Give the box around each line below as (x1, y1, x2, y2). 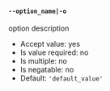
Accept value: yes (19, 39, 81, 49)
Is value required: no (19, 48, 89, 57)
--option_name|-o (8, 7, 67, 15)
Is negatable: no (19, 65, 74, 75)
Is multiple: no (19, 56, 67, 66)
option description (8, 23, 70, 33)
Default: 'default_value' (19, 73, 104, 83)
